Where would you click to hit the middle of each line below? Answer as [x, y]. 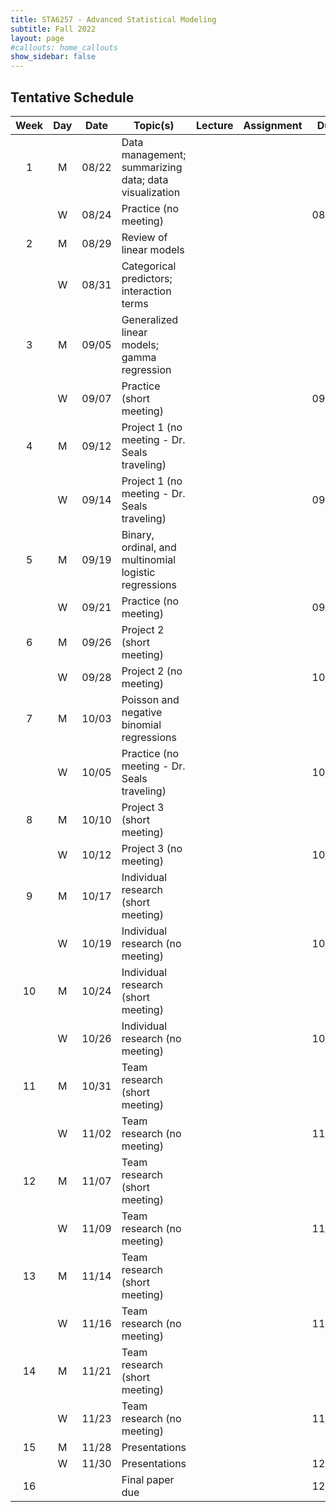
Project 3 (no [152, 848]
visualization [151, 192]
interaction [146, 291]
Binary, [138, 534]
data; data [145, 179]
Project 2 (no [152, 671]
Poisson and [150, 699]
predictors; [147, 278]
